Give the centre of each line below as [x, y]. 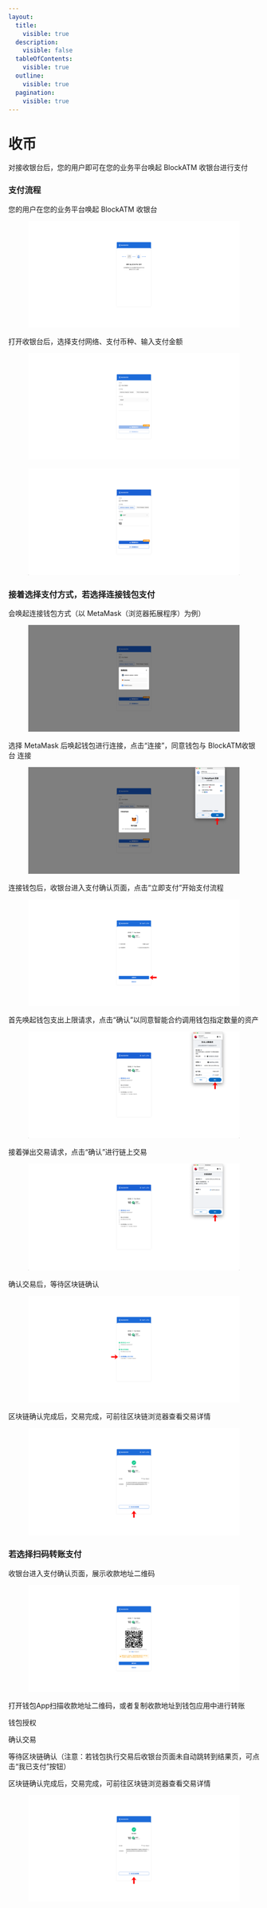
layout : [21, 17]
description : [37, 42]
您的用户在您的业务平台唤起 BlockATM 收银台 [83, 209]
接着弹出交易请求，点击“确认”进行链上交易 [78, 1152]
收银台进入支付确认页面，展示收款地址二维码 [82, 1573]
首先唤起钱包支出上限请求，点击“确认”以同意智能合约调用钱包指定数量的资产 [133, 1020]
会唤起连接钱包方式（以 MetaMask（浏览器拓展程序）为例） [107, 614]
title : [26, 25]
